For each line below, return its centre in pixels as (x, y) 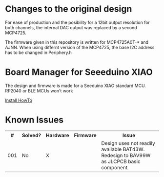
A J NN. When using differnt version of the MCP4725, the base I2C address (80, 47)
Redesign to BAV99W (126, 155)
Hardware (57, 135)
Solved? (31, 135)
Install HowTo (19, 100)
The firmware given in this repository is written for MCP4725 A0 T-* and (77, 42)
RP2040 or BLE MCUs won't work (39, 90)
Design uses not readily (128, 143)
